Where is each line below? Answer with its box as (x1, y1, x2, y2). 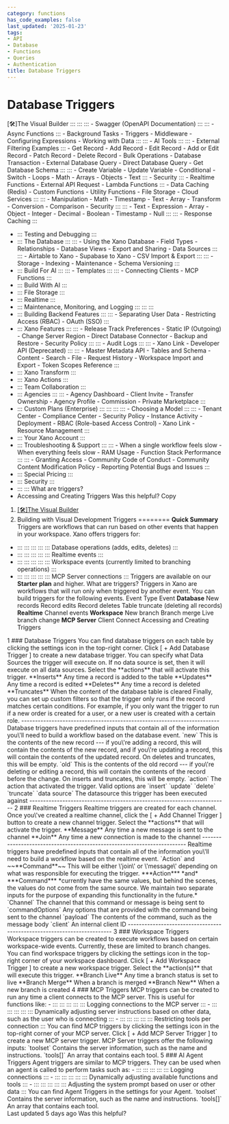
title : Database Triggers (7, 67, 81, 74)
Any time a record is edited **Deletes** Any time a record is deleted (7, 680, 200, 689)
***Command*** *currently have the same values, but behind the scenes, (7, 877, 217, 885)
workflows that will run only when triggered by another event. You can (16, 587, 215, 596)
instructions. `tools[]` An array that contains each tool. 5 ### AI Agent (7, 1051, 204, 1060)
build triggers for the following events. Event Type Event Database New (16, 594, 219, 602)
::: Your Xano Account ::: (16, 434, 85, 442)
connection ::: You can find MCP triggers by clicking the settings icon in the (7, 1022, 219, 1030)
